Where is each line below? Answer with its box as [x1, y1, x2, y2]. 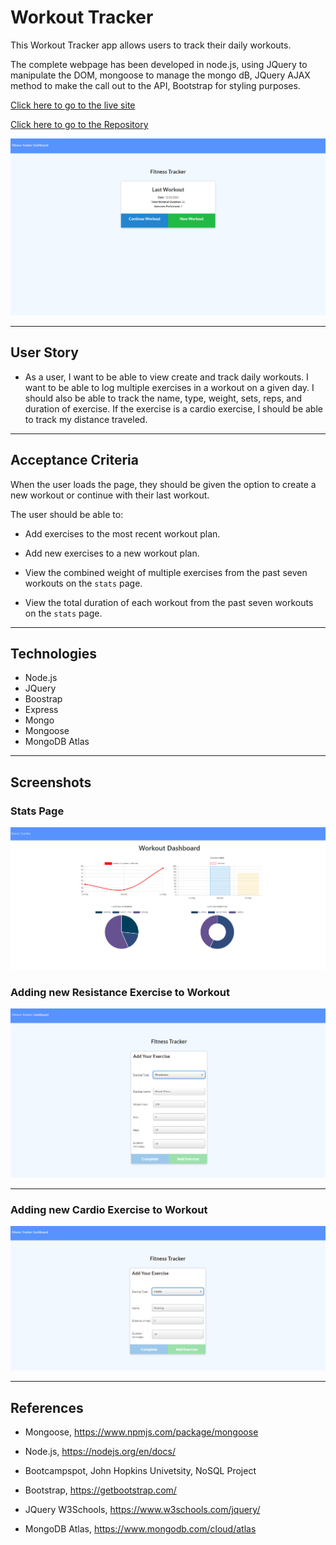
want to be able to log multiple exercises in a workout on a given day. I [24, 381, 315, 393]
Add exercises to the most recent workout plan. [24, 527, 221, 540]
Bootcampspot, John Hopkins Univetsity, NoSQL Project [24, 1465, 257, 1477]
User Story [10, 344, 79, 361]
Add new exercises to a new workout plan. [24, 547, 200, 559]
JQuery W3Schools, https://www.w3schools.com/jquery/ [24, 1504, 261, 1516]
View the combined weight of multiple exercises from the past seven [24, 566, 308, 578]
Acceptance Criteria [10, 452, 139, 469]
